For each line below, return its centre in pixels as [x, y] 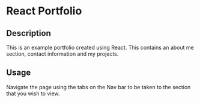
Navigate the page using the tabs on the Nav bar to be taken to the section [98, 87]
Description [29, 33]
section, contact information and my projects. [62, 54]
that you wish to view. [33, 93]
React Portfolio [44, 11]
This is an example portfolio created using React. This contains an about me [100, 47]
